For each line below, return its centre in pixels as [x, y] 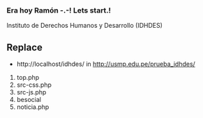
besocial [29, 100]
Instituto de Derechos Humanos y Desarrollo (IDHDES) [85, 26]
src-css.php [34, 85]
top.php [28, 78]
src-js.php [31, 92]
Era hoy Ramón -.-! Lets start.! [59, 10]
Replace [25, 47]
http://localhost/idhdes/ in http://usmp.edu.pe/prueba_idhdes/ [106, 64]
